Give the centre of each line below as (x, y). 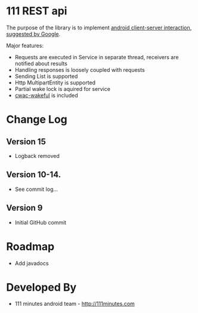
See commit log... (36, 189)
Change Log (37, 119)
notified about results (41, 63)
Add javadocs (32, 263)
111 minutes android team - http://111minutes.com (75, 304)
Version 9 (24, 208)
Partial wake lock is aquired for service (62, 89)
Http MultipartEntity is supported (55, 83)
